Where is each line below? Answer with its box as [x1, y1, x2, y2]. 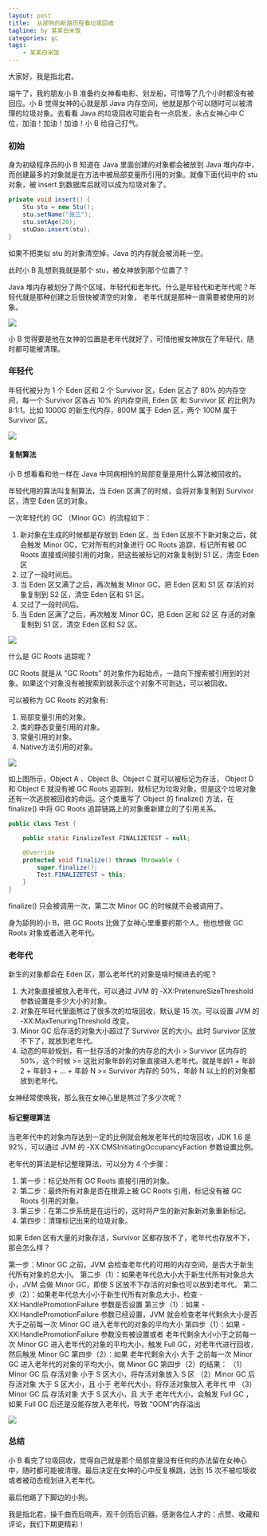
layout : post [8, 11, 52, 20]
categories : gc [8, 33, 59, 42]
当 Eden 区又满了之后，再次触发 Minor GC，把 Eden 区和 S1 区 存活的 [19, 579, 248, 590]
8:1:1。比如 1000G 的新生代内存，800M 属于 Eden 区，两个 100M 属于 [8, 405, 238, 414]
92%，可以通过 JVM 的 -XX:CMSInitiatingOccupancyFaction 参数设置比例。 [8, 1141, 258, 1152]
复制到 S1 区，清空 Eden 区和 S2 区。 [19, 619, 142, 630]
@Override [22, 848, 56, 857]
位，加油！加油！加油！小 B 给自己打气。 [8, 119, 143, 128]
